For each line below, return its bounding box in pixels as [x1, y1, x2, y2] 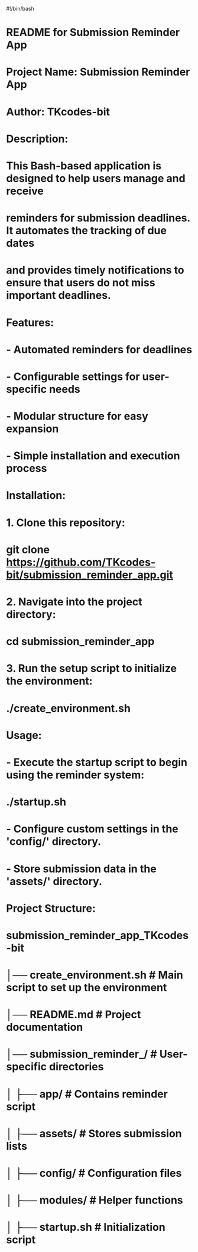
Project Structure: [6, 902, 96, 915]
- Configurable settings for [6, 370, 140, 383]
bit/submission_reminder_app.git [6, 568, 173, 582]
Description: [6, 132, 69, 146]
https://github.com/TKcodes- [6, 556, 156, 569]
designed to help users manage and [6, 172, 186, 185]
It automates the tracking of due [6, 224, 167, 237]
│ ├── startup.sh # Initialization [6, 1221, 165, 1234]
